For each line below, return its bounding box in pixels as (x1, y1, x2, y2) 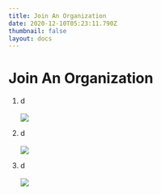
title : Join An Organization (8, 11, 107, 20)
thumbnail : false (8, 27, 67, 35)
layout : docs (8, 34, 53, 43)
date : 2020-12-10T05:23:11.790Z (8, 19, 117, 28)
